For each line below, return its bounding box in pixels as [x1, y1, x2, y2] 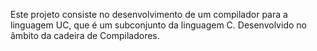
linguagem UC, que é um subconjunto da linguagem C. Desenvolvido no [10, 19, 307, 31]
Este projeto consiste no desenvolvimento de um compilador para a [10, 9, 288, 20]
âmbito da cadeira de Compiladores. [10, 30, 160, 41]
